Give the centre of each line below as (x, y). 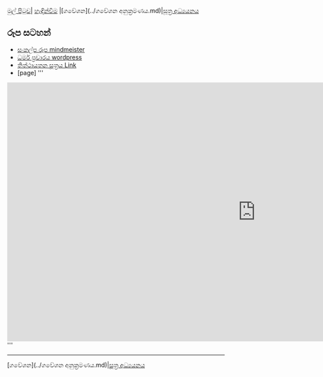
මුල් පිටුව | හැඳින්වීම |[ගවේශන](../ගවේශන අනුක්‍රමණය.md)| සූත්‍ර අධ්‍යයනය (103, 11)
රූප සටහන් (29, 33)
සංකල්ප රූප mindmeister (51, 49)
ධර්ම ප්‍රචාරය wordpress (50, 57)
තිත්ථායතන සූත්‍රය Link (47, 65)
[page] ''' (30, 72)
